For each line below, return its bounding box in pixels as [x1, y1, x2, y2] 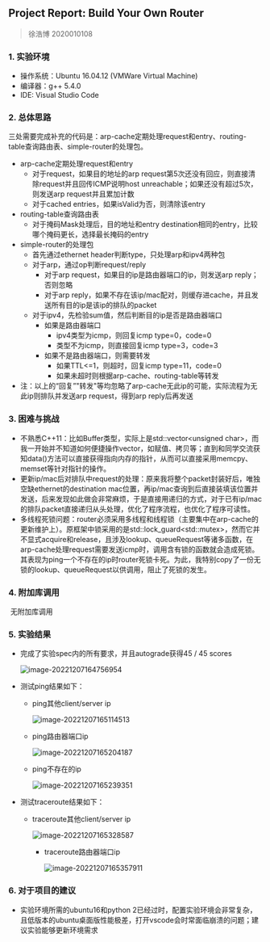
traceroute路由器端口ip [44, 847, 121, 857]
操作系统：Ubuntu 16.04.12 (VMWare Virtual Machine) [19, 71, 198, 81]
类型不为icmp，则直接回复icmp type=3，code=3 [56, 341, 218, 351]
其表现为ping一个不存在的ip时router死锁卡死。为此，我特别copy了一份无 [19, 554, 261, 564]
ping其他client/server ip [31, 699, 111, 709]
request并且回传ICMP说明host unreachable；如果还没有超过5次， [39, 179, 258, 189]
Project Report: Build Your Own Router [8, 6, 204, 20]
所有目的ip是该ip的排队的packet [51, 301, 157, 310]
